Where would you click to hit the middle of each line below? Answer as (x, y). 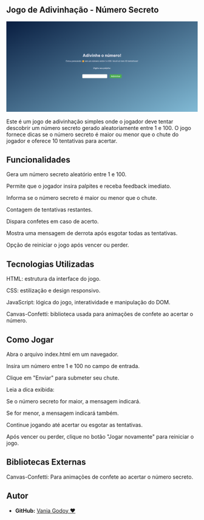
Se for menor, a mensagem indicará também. (63, 413)
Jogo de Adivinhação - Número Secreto (83, 10)
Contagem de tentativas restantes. (49, 210)
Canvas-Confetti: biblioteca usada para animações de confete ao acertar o (100, 314)
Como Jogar (30, 340)
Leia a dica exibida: (30, 389)
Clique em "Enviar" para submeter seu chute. (63, 378)
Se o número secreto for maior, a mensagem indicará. (73, 401)
